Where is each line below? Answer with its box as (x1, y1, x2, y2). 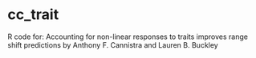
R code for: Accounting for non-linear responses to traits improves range (7, 32, 248, 41)
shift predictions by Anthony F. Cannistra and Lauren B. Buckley (7, 40, 218, 49)
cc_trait (7, 6, 59, 24)
